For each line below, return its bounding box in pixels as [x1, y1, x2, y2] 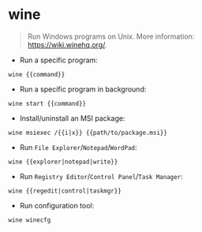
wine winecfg [8, 215, 51, 224]
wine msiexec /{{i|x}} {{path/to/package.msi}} [8, 129, 168, 137]
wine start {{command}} [8, 99, 87, 107]
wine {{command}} [8, 70, 65, 78]
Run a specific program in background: [19, 84, 147, 94]
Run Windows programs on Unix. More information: [27, 32, 195, 41]
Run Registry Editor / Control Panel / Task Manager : [19, 171, 183, 181]
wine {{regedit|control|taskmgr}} [8, 187, 122, 195]
